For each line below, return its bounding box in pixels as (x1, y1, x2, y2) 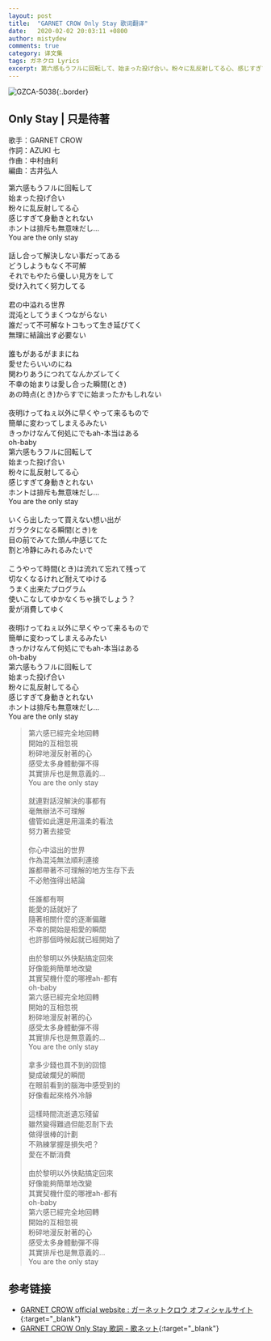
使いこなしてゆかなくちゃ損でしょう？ (8, 594, 135, 604)
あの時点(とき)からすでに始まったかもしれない (8, 389, 162, 399)
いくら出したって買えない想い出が (8, 515, 122, 524)
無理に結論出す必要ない (8, 329, 86, 340)
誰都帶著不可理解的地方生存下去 (27, 865, 135, 875)
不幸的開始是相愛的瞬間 (27, 924, 106, 934)
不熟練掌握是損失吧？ (27, 1139, 99, 1149)
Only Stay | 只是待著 (8, 112, 110, 126)
